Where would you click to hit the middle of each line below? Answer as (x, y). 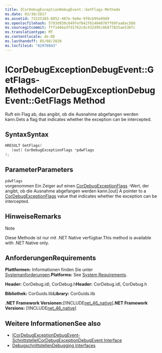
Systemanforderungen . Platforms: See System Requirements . (66, 275)
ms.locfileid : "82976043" (31, 46)
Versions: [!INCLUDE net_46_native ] (41, 308)
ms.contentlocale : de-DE (30, 37)
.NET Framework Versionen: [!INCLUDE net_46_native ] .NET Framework (76, 303)
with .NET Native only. (27, 243)
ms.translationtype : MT (29, 32)
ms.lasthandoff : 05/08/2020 (33, 41)
